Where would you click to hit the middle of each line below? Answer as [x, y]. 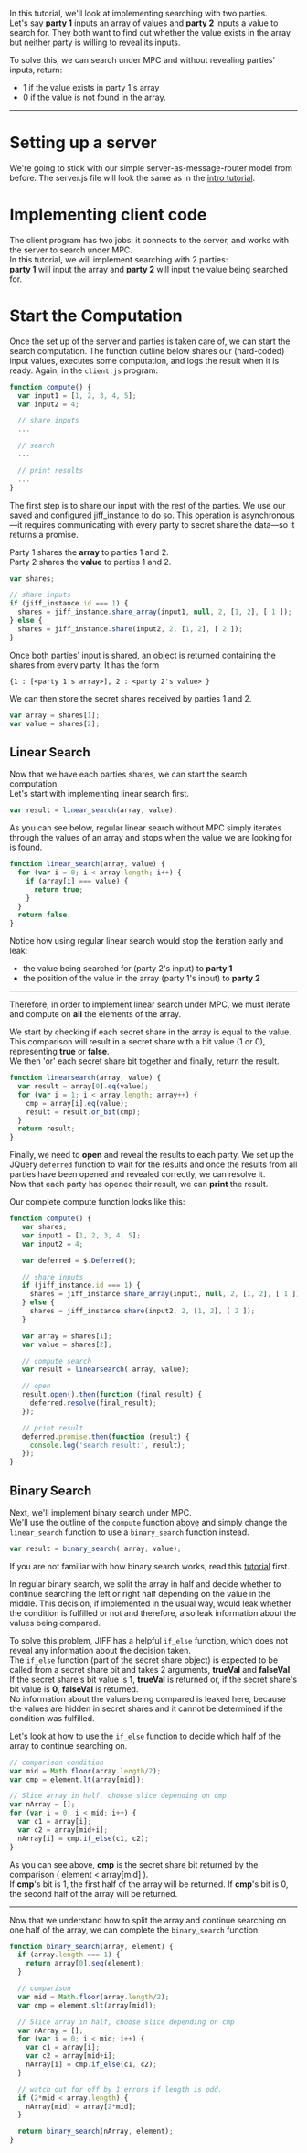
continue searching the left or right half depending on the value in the [140, 1593]
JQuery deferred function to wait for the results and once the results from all [153, 1164]
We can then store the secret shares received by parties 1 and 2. [131, 698]
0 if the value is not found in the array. [94, 97]
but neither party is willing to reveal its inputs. [95, 42]
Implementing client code [108, 215]
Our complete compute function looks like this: [97, 1202]
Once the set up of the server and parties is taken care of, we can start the [150, 341]
